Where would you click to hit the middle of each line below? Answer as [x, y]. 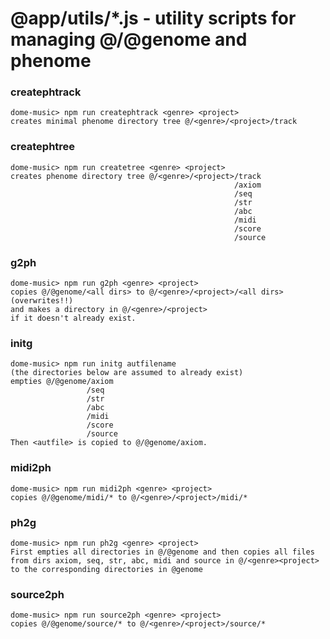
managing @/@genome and [129, 39]
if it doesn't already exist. [73, 318]
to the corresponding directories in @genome [106, 569]
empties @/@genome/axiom [62, 382]
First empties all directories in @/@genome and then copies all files [162, 552]
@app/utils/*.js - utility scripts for [153, 18]
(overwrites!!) [42, 301]
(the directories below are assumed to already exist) [127, 373]
